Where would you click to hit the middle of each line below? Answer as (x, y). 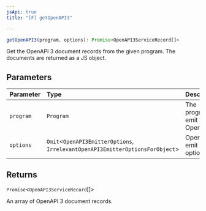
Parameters (29, 77)
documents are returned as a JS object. (56, 58)
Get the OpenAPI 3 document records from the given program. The (91, 51)
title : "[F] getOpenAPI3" (39, 18)
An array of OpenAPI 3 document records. (60, 201)
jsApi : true (21, 12)
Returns (22, 175)
